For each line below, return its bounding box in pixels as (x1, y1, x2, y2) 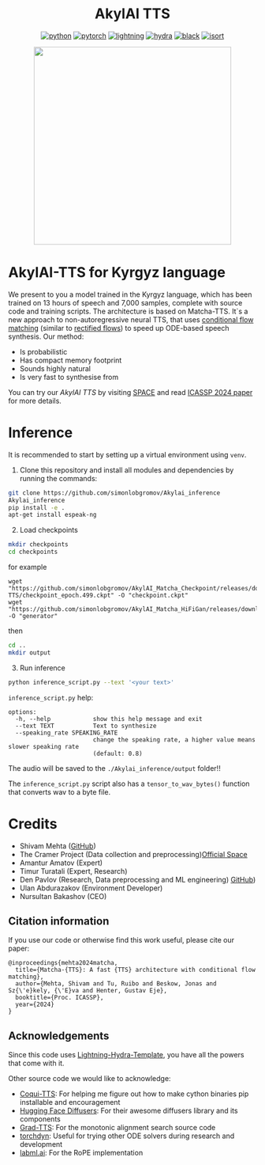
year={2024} (15, 1000, 55, 1009)
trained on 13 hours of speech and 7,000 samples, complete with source (8, 298, 243, 307)
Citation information (8, 915, 110, 928)
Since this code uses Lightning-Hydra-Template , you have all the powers (8, 1050, 244, 1060)
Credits (8, 814, 58, 833)
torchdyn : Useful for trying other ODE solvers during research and (19, 1131, 235, 1140)
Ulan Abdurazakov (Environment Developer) (19, 883, 163, 893)
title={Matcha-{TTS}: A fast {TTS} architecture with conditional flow (15, 966, 256, 974)
